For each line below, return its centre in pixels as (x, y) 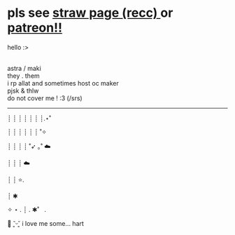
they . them (23, 76)
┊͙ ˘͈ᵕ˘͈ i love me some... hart (45, 223)
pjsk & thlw (23, 90)
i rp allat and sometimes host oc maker (63, 83)
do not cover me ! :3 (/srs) (45, 98)
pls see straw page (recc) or (90, 13)
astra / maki (24, 68)
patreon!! (35, 28)
